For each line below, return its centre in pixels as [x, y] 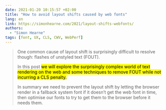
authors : [14, 28]
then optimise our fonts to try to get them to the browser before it [84, 97]
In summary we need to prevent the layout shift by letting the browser [88, 87]
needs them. [30, 103]
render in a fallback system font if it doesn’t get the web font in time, [87, 92]
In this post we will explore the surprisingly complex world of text [83, 66]
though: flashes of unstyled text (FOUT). [58, 57]
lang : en [14, 19]
